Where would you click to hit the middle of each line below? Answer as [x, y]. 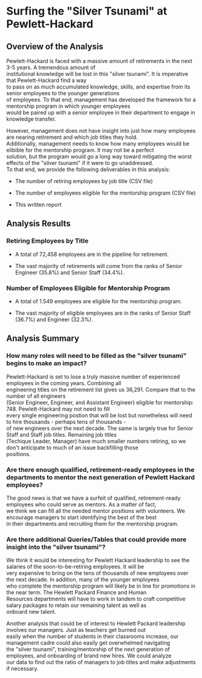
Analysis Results [38, 223]
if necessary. [22, 669]
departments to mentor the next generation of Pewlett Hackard [101, 477]
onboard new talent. [31, 612]
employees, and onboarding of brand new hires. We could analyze [89, 656]
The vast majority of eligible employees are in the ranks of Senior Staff [103, 313]
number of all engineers [36, 396]
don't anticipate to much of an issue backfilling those [72, 448]
